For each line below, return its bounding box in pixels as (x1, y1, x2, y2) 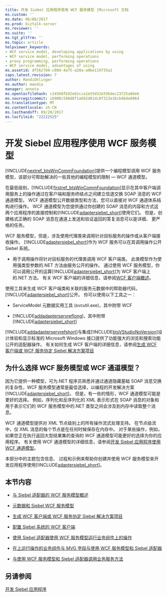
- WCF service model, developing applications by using (5, 49, 124, 54)
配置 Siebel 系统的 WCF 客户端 (12, 524, 76, 530)
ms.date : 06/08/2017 (5, 17, 48, 22)
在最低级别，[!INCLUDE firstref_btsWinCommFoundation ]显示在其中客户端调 (5, 184, 161, 190)
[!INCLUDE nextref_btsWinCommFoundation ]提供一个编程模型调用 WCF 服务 (5, 167, 161, 173)
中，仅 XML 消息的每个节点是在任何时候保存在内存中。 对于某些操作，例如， (5, 426, 163, 432)
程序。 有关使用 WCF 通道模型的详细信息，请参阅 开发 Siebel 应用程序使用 (9, 439, 161, 445)
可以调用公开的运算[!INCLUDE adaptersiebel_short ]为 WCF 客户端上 (12, 268, 151, 274)
